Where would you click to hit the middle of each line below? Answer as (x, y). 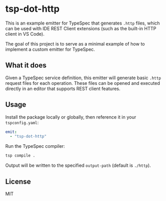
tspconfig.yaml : (22, 122)
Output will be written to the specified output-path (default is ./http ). (78, 165)
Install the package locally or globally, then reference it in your (71, 117)
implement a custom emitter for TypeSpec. (50, 49)
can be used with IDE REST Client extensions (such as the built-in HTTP (81, 28)
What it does (26, 65)
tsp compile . (20, 156)
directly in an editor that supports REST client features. (63, 88)
